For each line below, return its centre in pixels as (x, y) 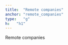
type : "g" (17, 19)
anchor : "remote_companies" (34, 14)
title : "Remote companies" (34, 10)
